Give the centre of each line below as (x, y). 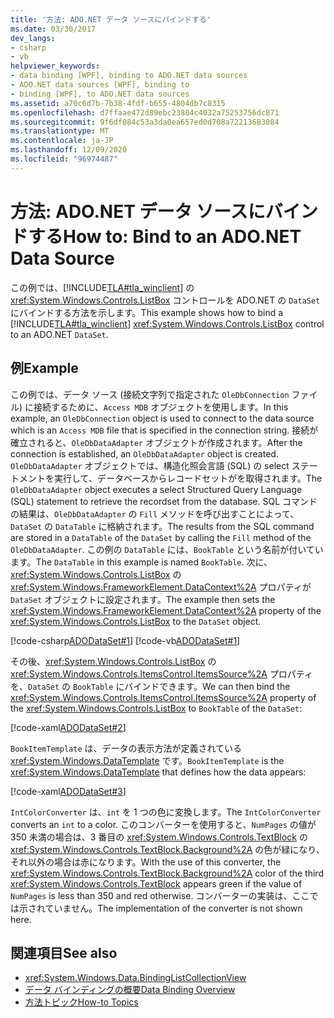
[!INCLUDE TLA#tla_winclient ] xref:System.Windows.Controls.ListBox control (167, 323)
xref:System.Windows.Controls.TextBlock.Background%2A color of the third (167, 873)
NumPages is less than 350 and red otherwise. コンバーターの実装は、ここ (160, 895)
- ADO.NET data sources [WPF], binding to (100, 85)
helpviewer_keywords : (55, 66)
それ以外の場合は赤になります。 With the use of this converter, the (146, 862)
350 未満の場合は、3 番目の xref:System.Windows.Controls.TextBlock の (159, 837)
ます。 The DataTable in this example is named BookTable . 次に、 (141, 562)
